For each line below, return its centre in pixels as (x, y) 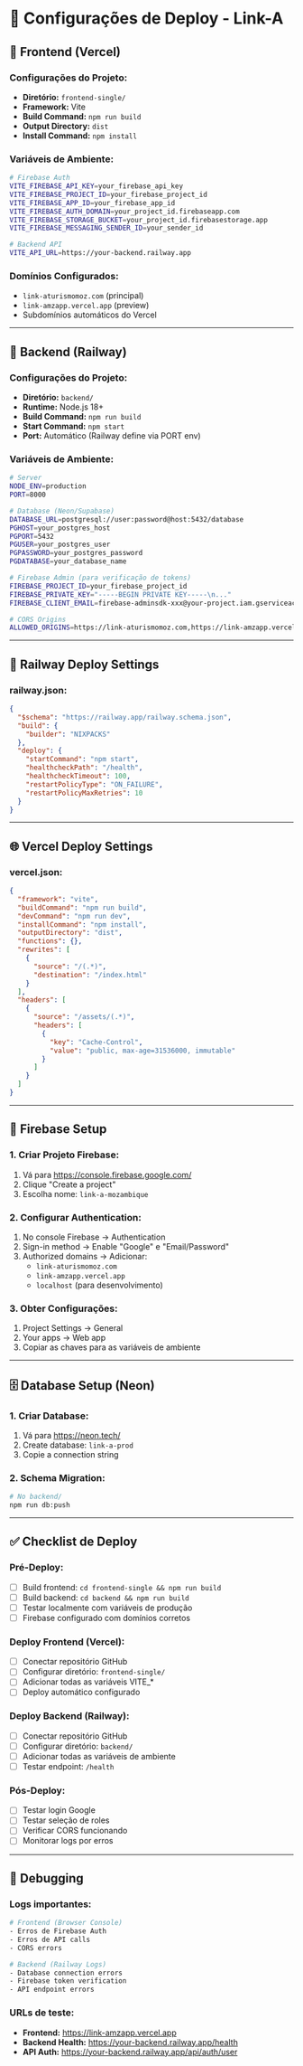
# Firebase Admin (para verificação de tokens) (101, 578)
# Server (26, 478)
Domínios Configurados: (64, 276)
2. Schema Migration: (57, 1477)
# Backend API (36, 245)
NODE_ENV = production (48, 486)
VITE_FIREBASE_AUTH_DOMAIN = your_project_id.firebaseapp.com (125, 212)
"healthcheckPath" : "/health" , (84, 768)
